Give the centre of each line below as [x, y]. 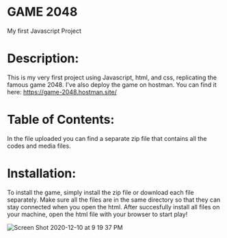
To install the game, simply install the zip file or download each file [101, 192]
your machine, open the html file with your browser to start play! [97, 214]
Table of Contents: [61, 120]
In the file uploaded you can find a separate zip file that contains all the [107, 138]
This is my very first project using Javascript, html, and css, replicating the [112, 77]
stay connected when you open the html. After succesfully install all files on [113, 207]
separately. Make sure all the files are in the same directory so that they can [114, 200]
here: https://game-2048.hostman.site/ [62, 92]
